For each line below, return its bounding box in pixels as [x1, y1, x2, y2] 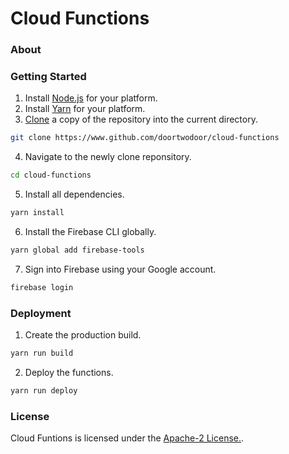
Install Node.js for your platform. [24, 92, 158, 104]
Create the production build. [24, 329, 142, 341]
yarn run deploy [10, 385, 78, 396]
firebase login [10, 282, 74, 292]
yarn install [10, 208, 65, 218]
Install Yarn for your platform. [24, 103, 146, 115]
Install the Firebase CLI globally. [24, 226, 157, 238]
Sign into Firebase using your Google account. [24, 263, 217, 275]
